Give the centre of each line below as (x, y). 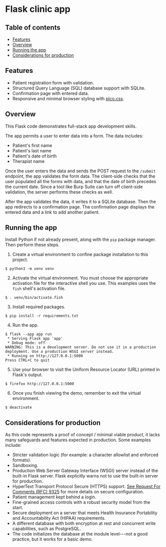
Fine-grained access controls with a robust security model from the (81, 502)
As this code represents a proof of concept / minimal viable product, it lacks (83, 435)
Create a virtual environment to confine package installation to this (80, 255)
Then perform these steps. (32, 245)
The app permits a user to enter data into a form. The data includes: (74, 136)
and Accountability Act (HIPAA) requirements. (59, 518)
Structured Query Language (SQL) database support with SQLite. (79, 88)
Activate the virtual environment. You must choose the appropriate (80, 278)
